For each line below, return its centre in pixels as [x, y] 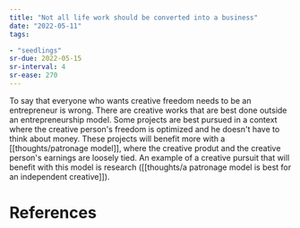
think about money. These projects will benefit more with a [117, 139]
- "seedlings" [36, 50]
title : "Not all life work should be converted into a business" [133, 17]
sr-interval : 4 [38, 67]
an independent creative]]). [60, 176]
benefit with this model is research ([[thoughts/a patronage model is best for [150, 167]
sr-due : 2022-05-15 [46, 59]
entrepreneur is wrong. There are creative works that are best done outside [148, 110]
